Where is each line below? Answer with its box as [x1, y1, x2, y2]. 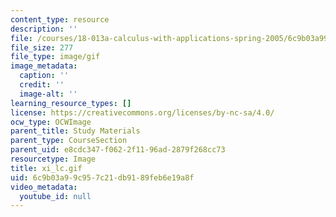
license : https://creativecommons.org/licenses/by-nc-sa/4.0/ [10, 107, 275, 118]
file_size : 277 [10, 42, 74, 53]
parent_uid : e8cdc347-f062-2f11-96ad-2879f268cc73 [10, 145, 226, 155]
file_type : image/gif [10, 52, 101, 62]
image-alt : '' [19, 89, 78, 99]
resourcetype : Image [10, 154, 97, 164]
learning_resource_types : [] [10, 98, 132, 108]
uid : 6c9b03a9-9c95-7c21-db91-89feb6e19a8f [10, 172, 195, 183]
